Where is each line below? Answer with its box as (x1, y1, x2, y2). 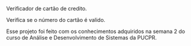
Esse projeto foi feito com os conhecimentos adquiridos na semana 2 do (6, 28, 185, 35)
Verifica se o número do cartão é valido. (6, 17, 106, 23)
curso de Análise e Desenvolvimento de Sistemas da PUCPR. (6, 34, 157, 41)
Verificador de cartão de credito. (6, 5, 87, 12)
